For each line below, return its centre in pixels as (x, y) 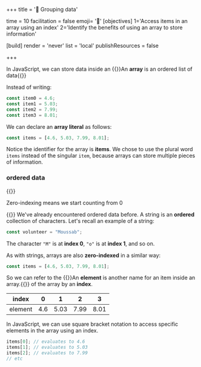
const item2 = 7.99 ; (32, 109)
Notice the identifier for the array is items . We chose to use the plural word (100, 149)
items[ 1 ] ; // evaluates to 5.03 (47, 348)
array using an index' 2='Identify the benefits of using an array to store (94, 28)
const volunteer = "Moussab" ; (44, 232)
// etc (15, 359)
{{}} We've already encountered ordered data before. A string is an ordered (100, 214)
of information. (25, 162)
